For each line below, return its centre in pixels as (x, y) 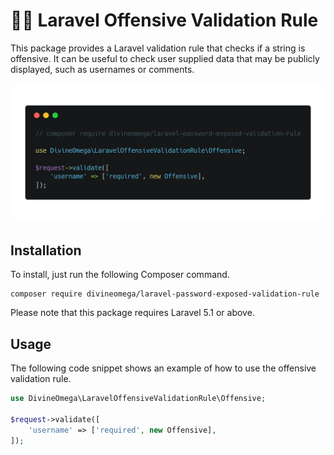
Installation (46, 250)
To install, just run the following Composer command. (120, 275)
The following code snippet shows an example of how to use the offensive (163, 368)
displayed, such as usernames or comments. (102, 69)
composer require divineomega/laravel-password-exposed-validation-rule (165, 294)
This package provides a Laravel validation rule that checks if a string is (158, 48)
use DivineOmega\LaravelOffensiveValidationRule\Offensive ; (138, 399)
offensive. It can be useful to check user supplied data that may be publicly (165, 58)
